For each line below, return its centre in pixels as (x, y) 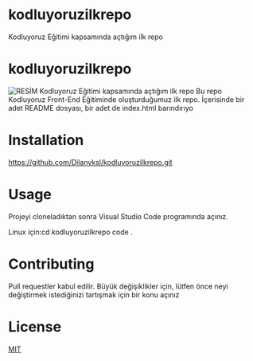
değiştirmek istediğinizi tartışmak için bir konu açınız (94, 294)
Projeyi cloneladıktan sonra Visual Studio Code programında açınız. (118, 216)
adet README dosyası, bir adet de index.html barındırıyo (101, 108)
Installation (46, 140)
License (35, 326)
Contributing (51, 264)
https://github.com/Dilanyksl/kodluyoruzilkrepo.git (90, 162)
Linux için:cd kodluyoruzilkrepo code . (70, 232)
